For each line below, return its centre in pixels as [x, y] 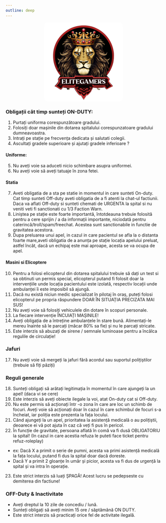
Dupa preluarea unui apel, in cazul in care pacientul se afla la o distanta [85, 235]
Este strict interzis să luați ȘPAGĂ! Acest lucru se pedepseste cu [78, 476]
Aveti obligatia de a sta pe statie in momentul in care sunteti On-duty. [83, 193]
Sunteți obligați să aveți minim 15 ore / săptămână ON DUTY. [74, 510]
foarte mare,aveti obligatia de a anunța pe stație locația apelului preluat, [85, 241]
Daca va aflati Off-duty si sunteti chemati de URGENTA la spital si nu [82, 204]
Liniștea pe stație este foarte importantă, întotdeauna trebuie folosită [83, 214]
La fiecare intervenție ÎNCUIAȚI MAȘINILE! [56, 315]
